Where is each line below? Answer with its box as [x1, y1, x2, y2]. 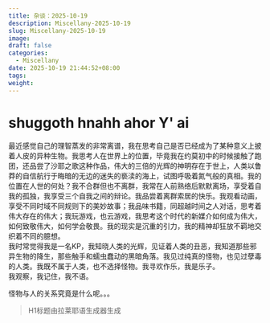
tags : [8, 72, 27, 80]
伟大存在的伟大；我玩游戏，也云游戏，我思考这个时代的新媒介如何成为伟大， [8, 211, 262, 221]
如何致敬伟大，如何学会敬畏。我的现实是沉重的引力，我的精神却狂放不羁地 [8, 222, 255, 231]
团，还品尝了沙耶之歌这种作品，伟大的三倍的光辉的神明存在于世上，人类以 [8, 161, 255, 171]
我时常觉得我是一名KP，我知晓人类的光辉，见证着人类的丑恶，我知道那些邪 [8, 242, 257, 251]
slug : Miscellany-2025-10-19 [8, 27, 106, 35]
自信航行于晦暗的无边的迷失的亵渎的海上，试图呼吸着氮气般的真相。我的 [22, 171, 262, 181]
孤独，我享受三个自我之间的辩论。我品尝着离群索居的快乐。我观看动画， [22, 191, 262, 201]
